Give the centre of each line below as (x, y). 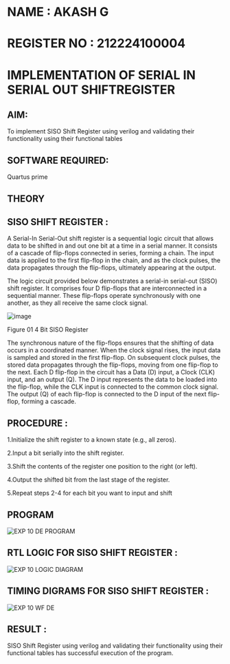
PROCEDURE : (37, 423)
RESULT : (27, 629)
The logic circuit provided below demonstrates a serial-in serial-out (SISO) (112, 281)
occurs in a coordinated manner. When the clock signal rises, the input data (114, 350)
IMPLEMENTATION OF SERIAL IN (101, 75)
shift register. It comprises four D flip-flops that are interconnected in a (107, 288)
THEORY (26, 199)
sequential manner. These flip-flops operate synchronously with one (104, 296)
